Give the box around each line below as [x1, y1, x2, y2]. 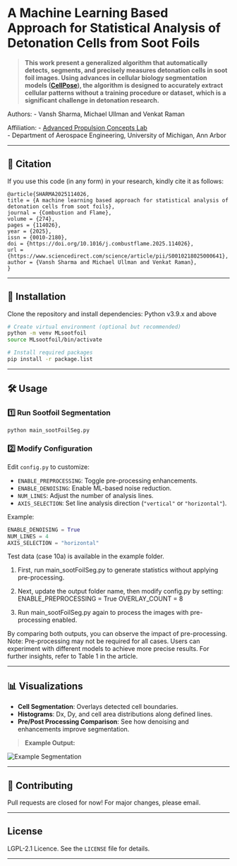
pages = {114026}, [7, 221, 61, 229]
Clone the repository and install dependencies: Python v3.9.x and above [7, 309, 217, 318]
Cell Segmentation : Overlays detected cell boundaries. [17, 703, 178, 711]
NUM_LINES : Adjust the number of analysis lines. [17, 491, 154, 500]
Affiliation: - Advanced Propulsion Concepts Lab [7, 123, 148, 132]
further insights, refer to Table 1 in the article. [7, 652, 138, 661]
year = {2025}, [7, 228, 52, 235]
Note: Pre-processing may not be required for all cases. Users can [7, 637, 200, 645]
